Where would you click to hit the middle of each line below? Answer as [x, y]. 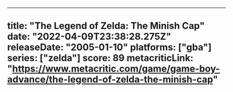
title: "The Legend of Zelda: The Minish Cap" [106, 26]
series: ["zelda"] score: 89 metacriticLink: [101, 58]
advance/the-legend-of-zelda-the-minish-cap [110, 80]
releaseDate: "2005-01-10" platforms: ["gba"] [110, 48]
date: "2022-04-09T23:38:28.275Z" [89, 37]
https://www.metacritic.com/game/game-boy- [116, 69]
